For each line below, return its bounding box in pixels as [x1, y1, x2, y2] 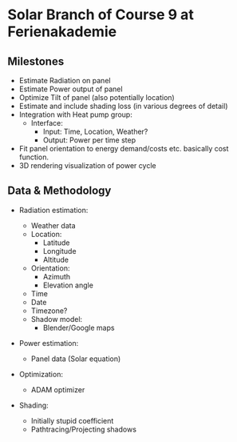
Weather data [30, 220, 77, 230]
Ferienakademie [7, 22, 117, 41]
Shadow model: [30, 314, 83, 323]
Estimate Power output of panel [18, 84, 123, 94]
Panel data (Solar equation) [30, 354, 121, 364]
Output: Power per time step [42, 135, 136, 145]
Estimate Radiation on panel [18, 76, 111, 85]
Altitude [42, 255, 69, 264]
